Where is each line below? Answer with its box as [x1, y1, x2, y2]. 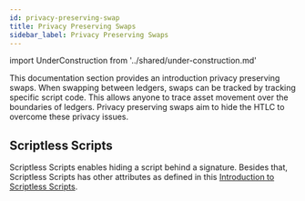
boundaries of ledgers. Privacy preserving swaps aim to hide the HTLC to [9, 102, 285, 113]
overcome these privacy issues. [9, 111, 129, 123]
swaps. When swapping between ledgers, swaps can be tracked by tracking [9, 83, 296, 94]
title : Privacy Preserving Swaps [9, 22, 137, 31]
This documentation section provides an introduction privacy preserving [9, 73, 280, 84]
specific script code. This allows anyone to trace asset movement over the [9, 92, 289, 103]
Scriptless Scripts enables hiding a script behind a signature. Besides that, [9, 162, 289, 173]
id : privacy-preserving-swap [9, 13, 120, 23]
